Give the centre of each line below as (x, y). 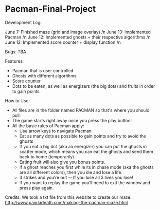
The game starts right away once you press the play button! (72, 120)
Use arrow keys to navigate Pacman (55, 131)
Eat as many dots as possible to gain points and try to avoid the (83, 136)
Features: (15, 61)
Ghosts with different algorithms (44, 76)
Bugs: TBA (16, 52)
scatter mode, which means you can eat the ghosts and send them (86, 152)
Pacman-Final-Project (51, 9)
